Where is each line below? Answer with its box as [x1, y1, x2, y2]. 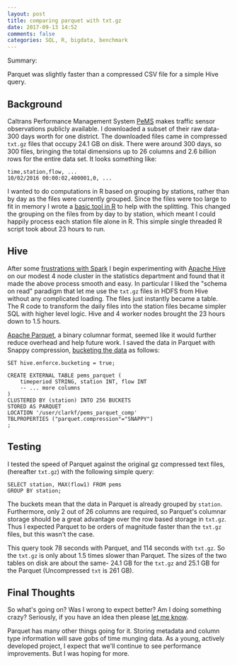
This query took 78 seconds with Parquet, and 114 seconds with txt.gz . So [7, 544, 225, 552]
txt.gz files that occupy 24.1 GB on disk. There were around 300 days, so [7, 139, 221, 148]
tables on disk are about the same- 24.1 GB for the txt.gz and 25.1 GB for [7, 559, 220, 567]
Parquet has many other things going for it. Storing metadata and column [7, 627, 220, 635]
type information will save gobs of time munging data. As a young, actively [7, 634, 225, 643]
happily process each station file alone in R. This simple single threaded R [7, 217, 222, 226]
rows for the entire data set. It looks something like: [7, 154, 157, 163]
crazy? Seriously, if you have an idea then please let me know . [7, 613, 189, 622]
